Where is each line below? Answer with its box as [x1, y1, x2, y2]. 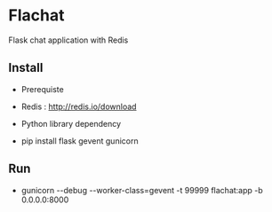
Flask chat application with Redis [8, 35, 129, 45]
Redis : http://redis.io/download [20, 101, 137, 112]
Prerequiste [20, 83, 64, 94]
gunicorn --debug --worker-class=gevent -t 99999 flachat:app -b [20, 185, 263, 195]
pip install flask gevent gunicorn [20, 135, 139, 146]
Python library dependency [20, 118, 122, 129]
